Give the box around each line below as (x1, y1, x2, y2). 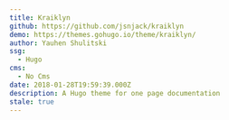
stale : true (9, 97, 54, 106)
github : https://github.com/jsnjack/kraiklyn (9, 22, 184, 31)
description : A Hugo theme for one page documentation (9, 88, 221, 97)
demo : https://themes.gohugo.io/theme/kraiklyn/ (9, 30, 196, 39)
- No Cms (17, 72, 51, 81)
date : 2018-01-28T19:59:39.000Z (9, 80, 131, 89)
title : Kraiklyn (9, 13, 71, 23)
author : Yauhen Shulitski (9, 38, 107, 48)
